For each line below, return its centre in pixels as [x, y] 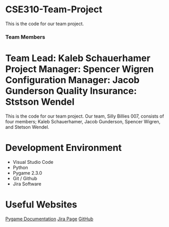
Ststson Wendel [40, 102]
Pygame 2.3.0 [27, 173]
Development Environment [63, 148]
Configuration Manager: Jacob [72, 80]
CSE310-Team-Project [54, 10]
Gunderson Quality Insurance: [71, 91]
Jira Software [27, 184]
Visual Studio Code [33, 162]
